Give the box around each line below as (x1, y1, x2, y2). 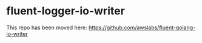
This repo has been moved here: (6, 24, 88, 31)
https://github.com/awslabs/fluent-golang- (88, 24, 196, 31)
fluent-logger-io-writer (6, 4, 126, 18)
